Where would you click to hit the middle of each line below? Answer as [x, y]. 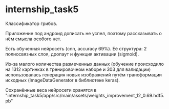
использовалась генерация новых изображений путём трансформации [84, 74]
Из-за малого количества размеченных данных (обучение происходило [84, 64]
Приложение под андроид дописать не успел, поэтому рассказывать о [84, 33]
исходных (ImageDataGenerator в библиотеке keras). [63, 80]
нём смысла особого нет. [33, 39]
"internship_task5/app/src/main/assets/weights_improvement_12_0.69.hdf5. [85, 95]
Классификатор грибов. [31, 23]
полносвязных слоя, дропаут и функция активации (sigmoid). [72, 54]
